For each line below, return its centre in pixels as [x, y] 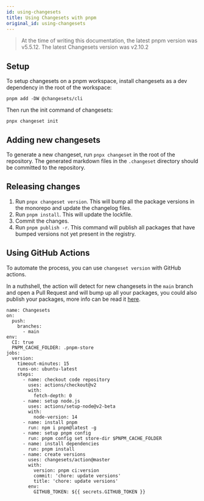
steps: [26, 374]
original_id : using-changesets [46, 23]
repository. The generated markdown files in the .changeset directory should [102, 161]
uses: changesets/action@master [69, 460]
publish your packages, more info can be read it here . [74, 299]
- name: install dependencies [61, 444]
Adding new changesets [53, 140]
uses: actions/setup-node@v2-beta [72, 406]
